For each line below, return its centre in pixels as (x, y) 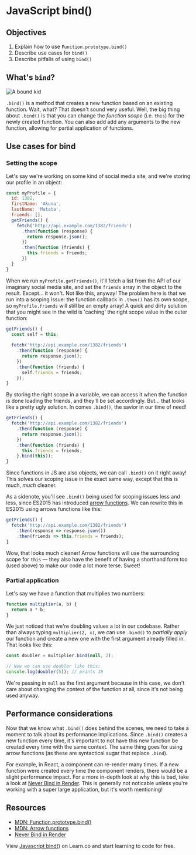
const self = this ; (35, 334)
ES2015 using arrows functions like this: (54, 509)
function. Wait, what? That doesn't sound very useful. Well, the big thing (93, 109)
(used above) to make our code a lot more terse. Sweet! (73, 565)
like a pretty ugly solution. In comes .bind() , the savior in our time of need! (96, 407)
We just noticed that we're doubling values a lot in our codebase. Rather (93, 626)
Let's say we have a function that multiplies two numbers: (75, 593)
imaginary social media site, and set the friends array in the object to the (94, 287)
